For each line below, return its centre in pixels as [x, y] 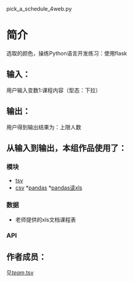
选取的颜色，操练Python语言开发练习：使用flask [67, 53]
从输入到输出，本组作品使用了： [66, 148]
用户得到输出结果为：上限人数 [44, 127]
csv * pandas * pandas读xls [49, 188]
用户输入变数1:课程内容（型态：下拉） [54, 90]
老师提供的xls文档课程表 [45, 219]
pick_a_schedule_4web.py [39, 9]
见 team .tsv [20, 273]
